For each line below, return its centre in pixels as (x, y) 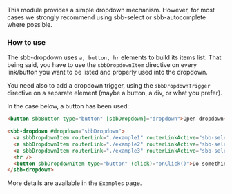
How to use (27, 42)
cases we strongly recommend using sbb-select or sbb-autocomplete (107, 17)
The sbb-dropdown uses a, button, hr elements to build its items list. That (114, 57)
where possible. (30, 25)
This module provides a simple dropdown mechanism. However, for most (111, 10)
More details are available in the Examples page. (75, 183)
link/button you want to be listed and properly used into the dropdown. (108, 72)
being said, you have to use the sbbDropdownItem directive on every (102, 65)
